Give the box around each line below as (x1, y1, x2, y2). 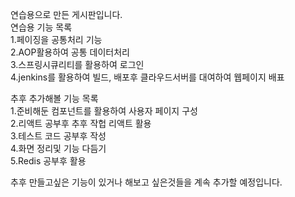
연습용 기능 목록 (10, 21, 73, 33)
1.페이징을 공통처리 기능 (10, 34, 103, 45)
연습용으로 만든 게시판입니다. (10, 9, 123, 20)
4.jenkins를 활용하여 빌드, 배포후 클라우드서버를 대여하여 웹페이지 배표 (10, 71, 285, 83)
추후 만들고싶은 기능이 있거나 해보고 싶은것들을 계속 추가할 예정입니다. (10, 176, 283, 188)
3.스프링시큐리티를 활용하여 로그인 (10, 59, 145, 70)
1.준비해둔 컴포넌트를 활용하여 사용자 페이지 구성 (10, 105, 198, 117)
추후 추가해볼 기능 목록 (10, 93, 99, 104)
